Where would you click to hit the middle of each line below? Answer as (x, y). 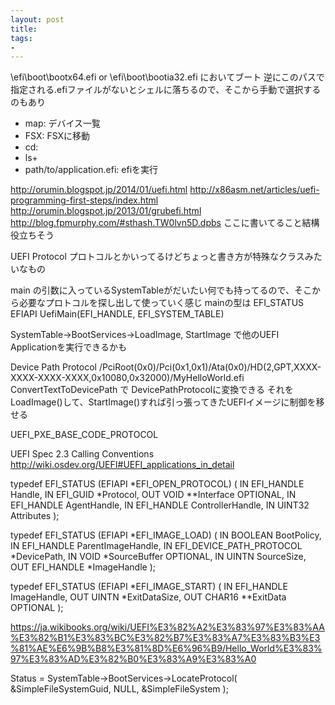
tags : (21, 38)
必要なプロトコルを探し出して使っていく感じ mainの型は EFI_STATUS (161, 303)
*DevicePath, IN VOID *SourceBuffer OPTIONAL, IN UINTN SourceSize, (158, 557)
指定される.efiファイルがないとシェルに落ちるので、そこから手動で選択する (166, 90)
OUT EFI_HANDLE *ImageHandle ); (83, 567)
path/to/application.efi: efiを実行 (91, 170)
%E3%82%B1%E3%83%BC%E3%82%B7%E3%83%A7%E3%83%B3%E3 (165, 638)
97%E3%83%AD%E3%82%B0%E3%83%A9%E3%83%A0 (133, 659)
